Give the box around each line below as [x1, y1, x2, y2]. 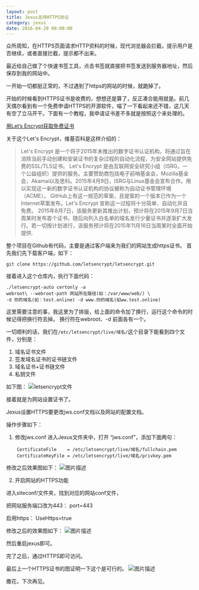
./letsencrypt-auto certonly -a [6, 285, 86, 291]
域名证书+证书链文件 [14, 363, 66, 370]
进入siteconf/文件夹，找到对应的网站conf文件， [6, 490, 122, 497]
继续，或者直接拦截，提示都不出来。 [11, 50, 99, 57]
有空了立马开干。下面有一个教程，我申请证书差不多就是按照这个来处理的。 [6, 110, 188, 117]
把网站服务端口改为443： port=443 [6, 502, 93, 509]
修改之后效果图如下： [6, 464, 58, 471]
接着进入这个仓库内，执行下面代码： [6, 273, 95, 280]
